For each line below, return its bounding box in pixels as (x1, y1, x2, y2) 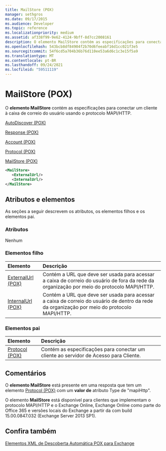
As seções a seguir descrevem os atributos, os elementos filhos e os (5, 209, 145, 215)
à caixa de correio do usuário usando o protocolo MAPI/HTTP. (5, 110, 132, 116)
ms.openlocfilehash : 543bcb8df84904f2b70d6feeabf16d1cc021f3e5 (5, 44, 138, 49)
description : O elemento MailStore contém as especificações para (5, 40, 145, 45)
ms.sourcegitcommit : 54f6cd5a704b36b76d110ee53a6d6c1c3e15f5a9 (5, 49, 138, 54)
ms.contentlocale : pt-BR (5, 58, 56, 63)
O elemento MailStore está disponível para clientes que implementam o (5, 397, 151, 403)
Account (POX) (5, 139, 36, 145)
